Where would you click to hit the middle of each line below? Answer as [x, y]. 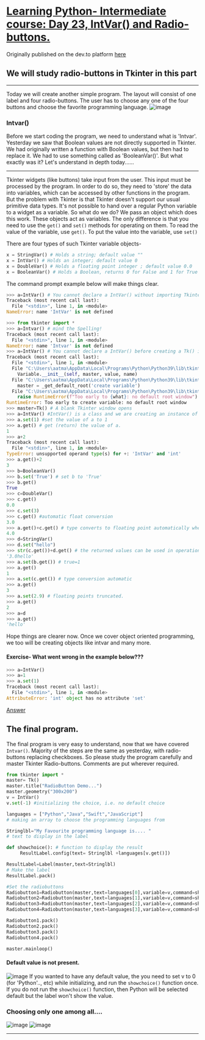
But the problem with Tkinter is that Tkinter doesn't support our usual [93, 200]
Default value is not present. [43, 963]
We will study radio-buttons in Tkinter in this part [102, 74]
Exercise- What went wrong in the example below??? [75, 657]
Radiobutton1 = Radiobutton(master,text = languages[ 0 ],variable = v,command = [101, 892]
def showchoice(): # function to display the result [75, 848]
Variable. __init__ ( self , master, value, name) [77, 374]
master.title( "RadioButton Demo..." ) [54, 786]
